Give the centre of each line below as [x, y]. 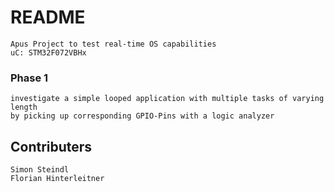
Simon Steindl [40, 170]
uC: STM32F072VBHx [48, 52]
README [48, 17]
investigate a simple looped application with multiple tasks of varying [167, 99]
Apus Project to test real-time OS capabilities [113, 44]
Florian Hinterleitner [57, 179]
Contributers [51, 146]
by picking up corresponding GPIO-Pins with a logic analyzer [142, 116]
